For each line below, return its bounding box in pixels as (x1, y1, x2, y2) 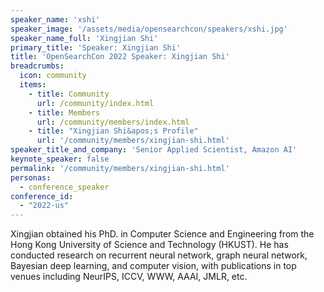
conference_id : (10, 191, 74, 201)
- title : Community (28, 89, 110, 99)
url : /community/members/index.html (36, 117, 190, 127)
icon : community (19, 71, 87, 81)
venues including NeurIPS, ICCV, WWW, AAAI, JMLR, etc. (10, 271, 248, 283)
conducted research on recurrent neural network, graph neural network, (10, 249, 308, 261)
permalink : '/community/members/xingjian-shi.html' (10, 163, 230, 173)
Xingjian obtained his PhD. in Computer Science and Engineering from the (10, 228, 315, 240)
